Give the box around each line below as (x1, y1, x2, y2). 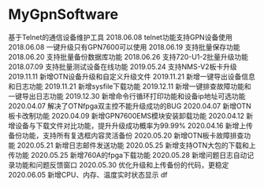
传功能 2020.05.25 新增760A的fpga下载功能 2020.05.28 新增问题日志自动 (8, 150, 247, 159)
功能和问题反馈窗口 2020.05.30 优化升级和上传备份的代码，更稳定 (14, 159, 229, 170)
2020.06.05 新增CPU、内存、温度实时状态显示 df (8, 170, 168, 179)
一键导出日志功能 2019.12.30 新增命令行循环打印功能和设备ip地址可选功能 (8, 91, 246, 101)
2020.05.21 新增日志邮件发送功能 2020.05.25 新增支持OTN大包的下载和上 (17, 140, 256, 150)
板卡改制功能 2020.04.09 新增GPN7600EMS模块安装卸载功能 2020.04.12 (8, 111, 245, 120)
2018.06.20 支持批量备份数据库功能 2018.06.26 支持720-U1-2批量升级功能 (8, 52, 249, 61)
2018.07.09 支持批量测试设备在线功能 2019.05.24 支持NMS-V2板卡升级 (8, 61, 238, 71)
